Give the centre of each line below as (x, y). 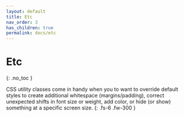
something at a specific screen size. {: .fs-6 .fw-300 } (71, 108)
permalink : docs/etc (31, 33)
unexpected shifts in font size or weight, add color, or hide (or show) (88, 102)
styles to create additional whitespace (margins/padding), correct (85, 95)
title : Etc (19, 17)
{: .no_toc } (19, 78)
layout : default (26, 11)
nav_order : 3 (22, 22)
